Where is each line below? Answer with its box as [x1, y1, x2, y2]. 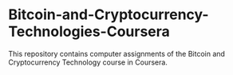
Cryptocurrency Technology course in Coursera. [8, 57, 168, 67]
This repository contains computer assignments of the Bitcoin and [8, 49, 226, 58]
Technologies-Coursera [8, 22, 170, 41]
